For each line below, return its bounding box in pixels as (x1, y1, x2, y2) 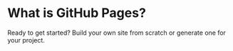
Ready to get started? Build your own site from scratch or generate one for (7, 28, 227, 37)
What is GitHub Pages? (7, 5, 146, 21)
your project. (7, 35, 45, 44)
